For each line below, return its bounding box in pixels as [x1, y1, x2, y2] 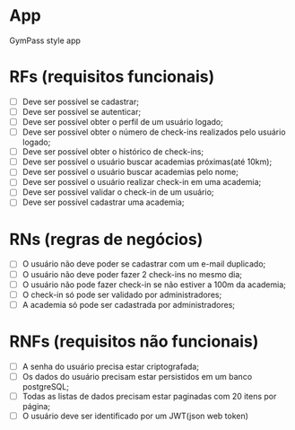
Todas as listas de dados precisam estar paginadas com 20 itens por [22, 391, 277, 401]
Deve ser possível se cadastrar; [22, 96, 139, 107]
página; [22, 400, 51, 411]
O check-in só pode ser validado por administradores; [22, 289, 222, 300]
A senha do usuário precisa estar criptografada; [22, 361, 200, 372]
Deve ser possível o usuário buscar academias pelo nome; [22, 167, 239, 178]
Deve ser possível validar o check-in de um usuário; [22, 187, 214, 197]
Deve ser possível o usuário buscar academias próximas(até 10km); [22, 156, 273, 167]
